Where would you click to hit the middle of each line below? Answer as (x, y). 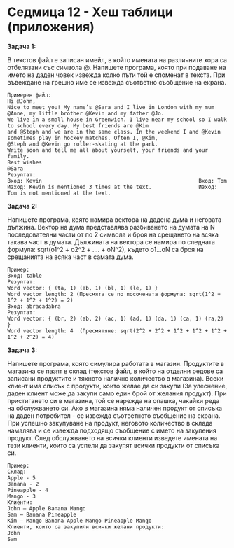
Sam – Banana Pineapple (42, 514)
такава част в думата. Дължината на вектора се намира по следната (111, 241)
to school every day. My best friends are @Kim (78, 126)
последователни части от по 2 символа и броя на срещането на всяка (113, 234)
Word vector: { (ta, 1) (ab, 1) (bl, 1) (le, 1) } (83, 288)
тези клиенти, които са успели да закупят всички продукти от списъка (113, 445)
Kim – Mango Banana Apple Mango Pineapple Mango (80, 521)
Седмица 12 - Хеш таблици (90, 12)
